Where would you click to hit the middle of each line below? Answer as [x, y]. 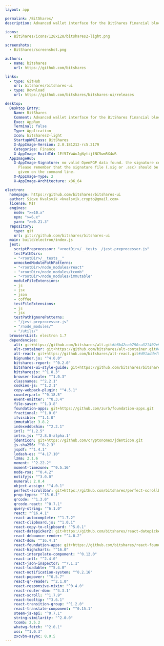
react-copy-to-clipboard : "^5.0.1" [50, 527]
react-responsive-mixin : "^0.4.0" [49, 586]
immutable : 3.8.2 [31, 422]
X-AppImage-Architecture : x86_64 [48, 181]
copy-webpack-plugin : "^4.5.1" [46, 390]
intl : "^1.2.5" [29, 431]
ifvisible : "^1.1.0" [35, 418]
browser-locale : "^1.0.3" [40, 377]
